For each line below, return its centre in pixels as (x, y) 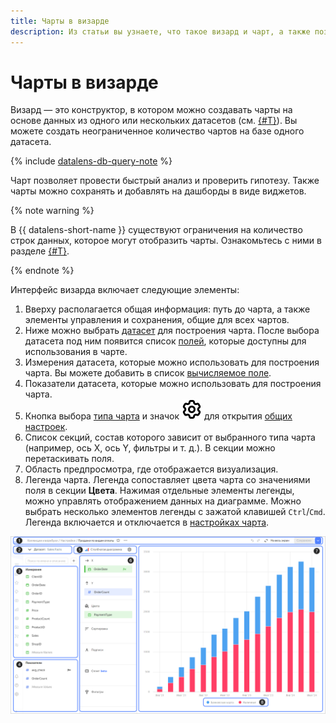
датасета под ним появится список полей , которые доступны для (165, 341)
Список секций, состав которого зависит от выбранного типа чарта (170, 437)
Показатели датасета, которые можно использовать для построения (173, 384)
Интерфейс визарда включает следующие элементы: (125, 290)
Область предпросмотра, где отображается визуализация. (151, 469)
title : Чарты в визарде (60, 21)
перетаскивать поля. (69, 459)
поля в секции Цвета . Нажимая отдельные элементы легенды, (159, 491)
